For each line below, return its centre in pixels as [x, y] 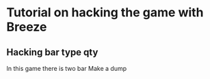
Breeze [27, 27]
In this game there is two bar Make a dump [67, 68]
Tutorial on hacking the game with [105, 13]
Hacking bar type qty [52, 52]
